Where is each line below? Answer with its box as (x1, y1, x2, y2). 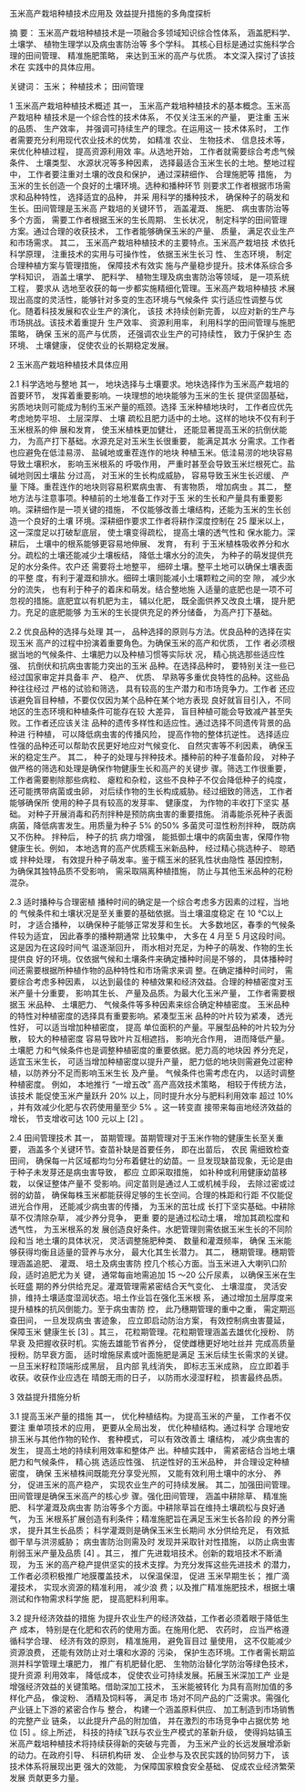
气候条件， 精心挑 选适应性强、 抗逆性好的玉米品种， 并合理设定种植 (33, 1456, 290, 1467)
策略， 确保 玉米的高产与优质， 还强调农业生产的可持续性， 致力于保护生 (9, 328, 282, 339)
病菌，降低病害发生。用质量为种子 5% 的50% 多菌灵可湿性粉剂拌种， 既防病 (9, 820, 296, 830)
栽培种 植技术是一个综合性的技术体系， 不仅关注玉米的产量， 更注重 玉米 (16, 112, 290, 122)
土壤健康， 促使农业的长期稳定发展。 (35, 340, 174, 350)
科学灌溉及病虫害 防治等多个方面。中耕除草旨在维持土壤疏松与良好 (26, 1502, 278, 1513)
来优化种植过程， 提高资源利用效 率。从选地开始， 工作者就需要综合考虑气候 (9, 146, 296, 157)
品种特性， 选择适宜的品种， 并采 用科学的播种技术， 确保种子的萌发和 (25, 192, 290, 203)
